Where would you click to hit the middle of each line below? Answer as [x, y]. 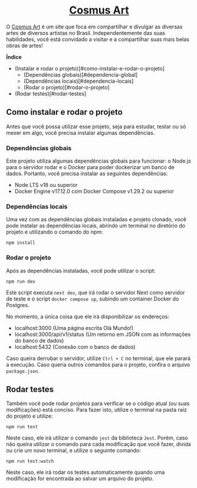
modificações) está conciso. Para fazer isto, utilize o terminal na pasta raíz [97, 410]
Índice [14, 57]
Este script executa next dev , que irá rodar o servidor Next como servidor [96, 292]
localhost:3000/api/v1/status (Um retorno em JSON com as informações [102, 334]
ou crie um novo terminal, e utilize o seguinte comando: [74, 451]
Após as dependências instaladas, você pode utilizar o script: [81, 270]
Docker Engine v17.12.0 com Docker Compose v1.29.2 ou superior [94, 191]
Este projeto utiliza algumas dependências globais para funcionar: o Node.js [99, 161]
